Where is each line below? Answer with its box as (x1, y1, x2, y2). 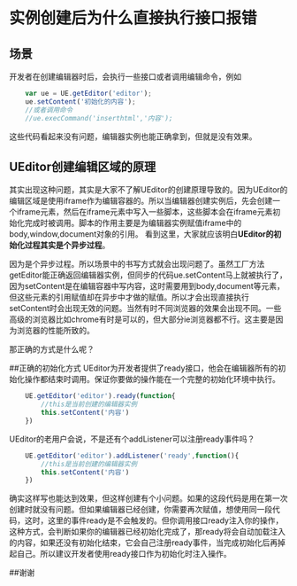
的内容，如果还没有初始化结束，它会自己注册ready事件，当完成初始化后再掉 (9, 537, 286, 548)
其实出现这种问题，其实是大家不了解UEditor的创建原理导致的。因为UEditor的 (9, 184, 288, 195)
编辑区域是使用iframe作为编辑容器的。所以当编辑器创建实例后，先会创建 (9, 196, 273, 207)
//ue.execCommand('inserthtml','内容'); (25, 113, 173, 122)
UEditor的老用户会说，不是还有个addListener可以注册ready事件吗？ (9, 434, 255, 444)
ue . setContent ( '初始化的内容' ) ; (25, 97, 136, 106)
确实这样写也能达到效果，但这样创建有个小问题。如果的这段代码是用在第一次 (9, 493, 288, 504)
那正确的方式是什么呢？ (9, 344, 95, 355)
